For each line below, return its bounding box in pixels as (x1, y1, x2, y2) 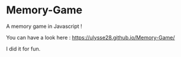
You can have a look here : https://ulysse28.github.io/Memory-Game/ (6, 34, 176, 41)
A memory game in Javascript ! (6, 23, 82, 30)
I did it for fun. (6, 45, 41, 52)
